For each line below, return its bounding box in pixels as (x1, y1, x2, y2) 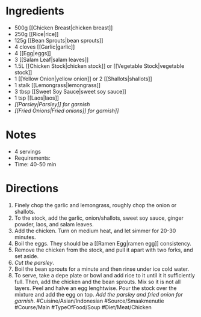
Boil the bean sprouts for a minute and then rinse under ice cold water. (14, 265, 190, 273)
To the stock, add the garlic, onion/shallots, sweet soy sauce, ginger (14, 214, 184, 222)
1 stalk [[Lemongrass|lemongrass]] (14, 81, 100, 88)
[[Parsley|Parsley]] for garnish (14, 100, 90, 107)
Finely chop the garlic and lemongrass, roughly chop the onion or (14, 201, 177, 208)
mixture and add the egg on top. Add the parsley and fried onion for (14, 291, 183, 298)
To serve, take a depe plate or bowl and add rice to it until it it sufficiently (14, 271, 195, 279)
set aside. (14, 252, 39, 259)
